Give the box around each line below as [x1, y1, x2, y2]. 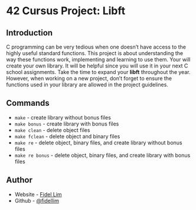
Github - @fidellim [14, 197, 59, 204]
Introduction [6, 28, 53, 38]
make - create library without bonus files [14, 114, 111, 121]
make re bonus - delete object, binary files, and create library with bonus [14, 151, 191, 159]
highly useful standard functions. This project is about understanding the [6, 50, 184, 57]
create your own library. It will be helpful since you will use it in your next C [6, 62, 188, 69]
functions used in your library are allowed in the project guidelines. [6, 81, 168, 88]
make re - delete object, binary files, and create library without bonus [14, 139, 182, 146]
